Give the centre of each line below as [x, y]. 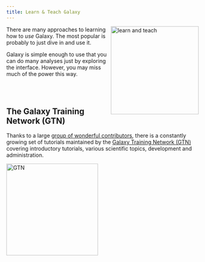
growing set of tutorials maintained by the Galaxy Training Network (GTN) [99, 142]
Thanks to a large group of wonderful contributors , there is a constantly [96, 136]
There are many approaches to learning [56, 29]
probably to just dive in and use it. [49, 42]
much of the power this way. [42, 73]
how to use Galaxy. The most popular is [56, 36]
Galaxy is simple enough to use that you [56, 54]
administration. [25, 155]
